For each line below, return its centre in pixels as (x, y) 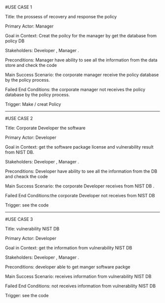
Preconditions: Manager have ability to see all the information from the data (81, 60)
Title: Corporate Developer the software (45, 128)
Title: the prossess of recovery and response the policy (61, 16)
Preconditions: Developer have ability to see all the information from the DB (81, 171)
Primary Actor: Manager (29, 26)
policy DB (15, 41)
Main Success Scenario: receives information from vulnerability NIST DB (78, 276)
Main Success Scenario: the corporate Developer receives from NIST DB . (80, 186)
